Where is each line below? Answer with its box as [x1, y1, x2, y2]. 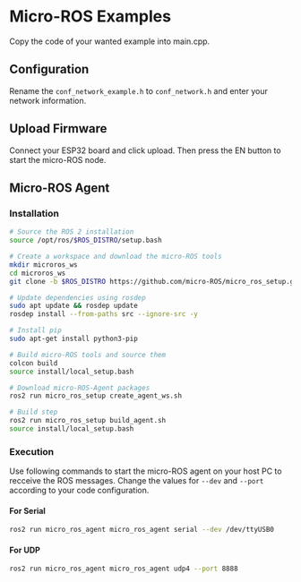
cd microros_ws [9, 269, 66, 278]
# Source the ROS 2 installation [9, 227, 134, 236]
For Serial [9, 505, 47, 516]
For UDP [9, 544, 40, 555]
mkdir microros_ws [9, 260, 78, 270]
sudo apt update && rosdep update [9, 302, 139, 311]
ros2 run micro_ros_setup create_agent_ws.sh [9, 391, 182, 400]
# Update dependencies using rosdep [9, 293, 146, 302]
